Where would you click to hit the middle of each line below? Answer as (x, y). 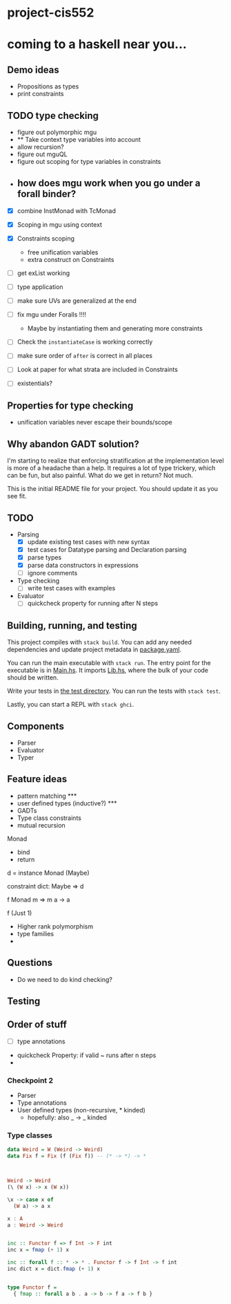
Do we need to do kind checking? (64, 979)
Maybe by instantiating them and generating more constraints (115, 328)
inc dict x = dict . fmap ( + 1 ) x (53, 1269)
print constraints (40, 94)
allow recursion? (40, 147)
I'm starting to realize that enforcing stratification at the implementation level (115, 460)
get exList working (43, 273)
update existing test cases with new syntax (89, 541)
